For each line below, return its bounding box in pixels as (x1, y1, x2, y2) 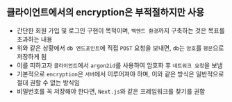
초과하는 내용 (16, 35, 53, 43)
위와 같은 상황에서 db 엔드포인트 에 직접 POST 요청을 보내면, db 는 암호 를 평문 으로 (16, 44, 224, 52)
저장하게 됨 (16, 52, 47, 60)
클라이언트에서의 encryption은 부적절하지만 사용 (6, 6, 205, 19)
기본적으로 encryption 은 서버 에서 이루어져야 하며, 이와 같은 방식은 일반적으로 (16, 69, 224, 78)
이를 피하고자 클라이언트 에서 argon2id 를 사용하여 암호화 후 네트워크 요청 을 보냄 (16, 61, 223, 69)
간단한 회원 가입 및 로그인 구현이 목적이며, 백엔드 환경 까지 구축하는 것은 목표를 (16, 26, 225, 35)
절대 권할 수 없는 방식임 (16, 78, 81, 87)
